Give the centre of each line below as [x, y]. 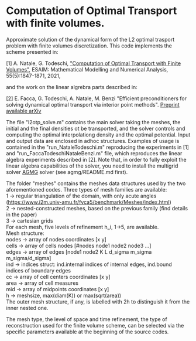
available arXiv [24, 111]
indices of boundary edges [39, 270]
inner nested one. [27, 308]
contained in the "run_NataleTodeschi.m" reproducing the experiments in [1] [97, 147]
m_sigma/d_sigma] [29, 258]
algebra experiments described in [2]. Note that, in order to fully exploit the [97, 159]
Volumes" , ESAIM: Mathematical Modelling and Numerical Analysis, [87, 69]
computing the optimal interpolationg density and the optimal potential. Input [98, 134]
